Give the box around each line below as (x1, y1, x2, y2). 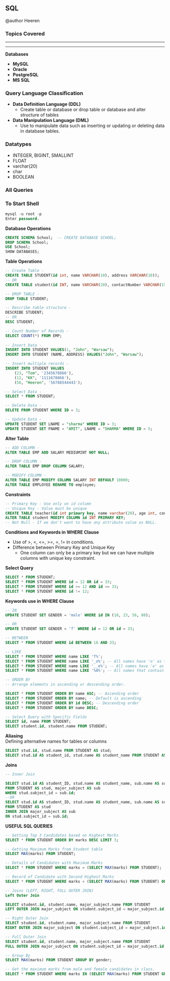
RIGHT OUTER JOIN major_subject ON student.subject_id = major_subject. (5, 925, 162, 930)
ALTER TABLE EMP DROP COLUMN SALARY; (5, 464, 85, 469)
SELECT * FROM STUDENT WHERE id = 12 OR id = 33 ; (5, 580, 112, 585)
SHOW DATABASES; (5, 249, 39, 255)
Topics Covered (5, 30, 45, 37)
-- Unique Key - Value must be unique (5, 506, 87, 511)
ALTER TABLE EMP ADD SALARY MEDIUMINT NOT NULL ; (5, 450, 110, 455)
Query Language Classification (5, 90, 83, 97)
